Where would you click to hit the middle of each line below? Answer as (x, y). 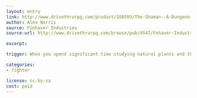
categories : (21, 65)
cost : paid (19, 86)
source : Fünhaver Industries (42, 28)
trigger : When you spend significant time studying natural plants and (95, 54)
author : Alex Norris (31, 22)
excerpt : (17, 44)
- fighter (18, 70)
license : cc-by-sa (28, 80)
